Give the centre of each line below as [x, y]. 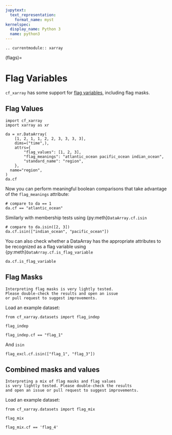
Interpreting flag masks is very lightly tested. [60, 289]
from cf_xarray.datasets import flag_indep [53, 317]
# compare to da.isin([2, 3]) [38, 227]
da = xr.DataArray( [26, 134]
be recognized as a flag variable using [46, 246]
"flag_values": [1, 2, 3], [53, 152]
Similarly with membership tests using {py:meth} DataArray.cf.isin [76, 217]
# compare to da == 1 [28, 204]
